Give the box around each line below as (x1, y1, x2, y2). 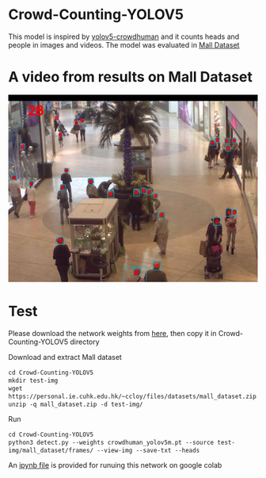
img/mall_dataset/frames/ (8, 446, 93, 454)
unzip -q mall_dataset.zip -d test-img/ (8, 400, 144, 408)
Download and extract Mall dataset (8, 352, 123, 361)
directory (70, 337, 101, 346)
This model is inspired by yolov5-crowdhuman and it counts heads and (8, 32, 240, 41)
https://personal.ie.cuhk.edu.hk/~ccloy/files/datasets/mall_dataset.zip (8, 392, 257, 400)
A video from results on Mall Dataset (8, 68, 253, 86)
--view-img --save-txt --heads (96, 446, 200, 454)
